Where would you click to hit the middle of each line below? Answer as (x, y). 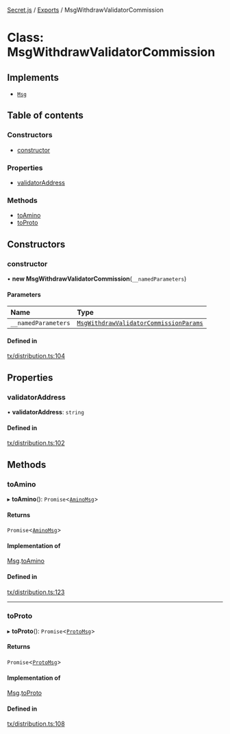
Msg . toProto (25, 693)
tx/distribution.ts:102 (36, 443)
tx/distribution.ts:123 (36, 592)
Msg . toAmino (26, 561)
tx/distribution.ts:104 (36, 356)
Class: (26, 38)
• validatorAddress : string (46, 412)
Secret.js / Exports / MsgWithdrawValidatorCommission (86, 10)
